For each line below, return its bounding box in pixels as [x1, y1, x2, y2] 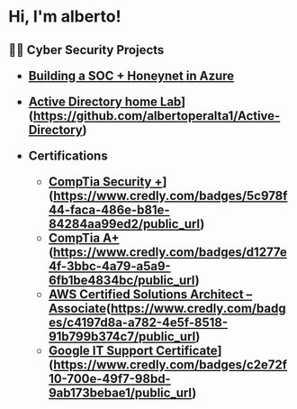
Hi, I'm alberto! [8, 6, 121, 27]
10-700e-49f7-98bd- [48, 371, 172, 386]
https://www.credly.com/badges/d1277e [52, 244, 287, 259]
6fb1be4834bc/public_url [48, 272, 195, 287]
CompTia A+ [48, 230, 120, 245]
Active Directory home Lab [28, 94, 182, 109]
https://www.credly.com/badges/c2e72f [52, 357, 288, 372]
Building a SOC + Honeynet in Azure [28, 68, 235, 83]
